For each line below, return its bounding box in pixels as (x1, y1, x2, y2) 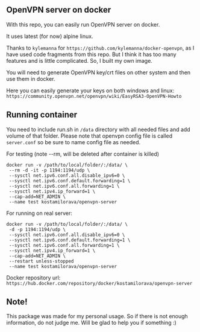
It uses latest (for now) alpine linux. (6, 33, 93, 40)
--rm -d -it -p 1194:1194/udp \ (8, 167, 90, 173)
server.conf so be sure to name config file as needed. (6, 138, 141, 145)
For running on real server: (6, 209, 72, 217)
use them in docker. (6, 75, 55, 82)
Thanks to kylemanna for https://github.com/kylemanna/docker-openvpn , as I (6, 44, 195, 51)
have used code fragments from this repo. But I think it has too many (6, 51, 177, 58)
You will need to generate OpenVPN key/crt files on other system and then (6, 69, 191, 76)
